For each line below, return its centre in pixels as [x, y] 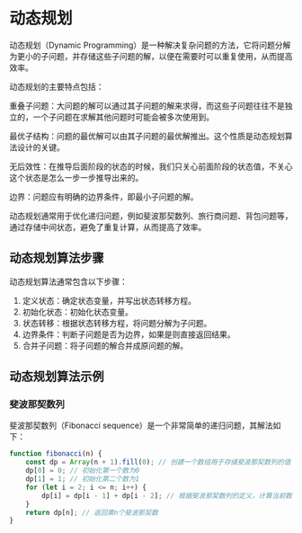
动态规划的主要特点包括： [57, 86]
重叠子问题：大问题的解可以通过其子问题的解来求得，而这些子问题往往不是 [147, 105]
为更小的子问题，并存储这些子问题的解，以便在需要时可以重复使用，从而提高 [151, 56]
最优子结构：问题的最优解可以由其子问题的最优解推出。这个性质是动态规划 [147, 136]
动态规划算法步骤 [57, 258]
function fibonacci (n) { [56, 454]
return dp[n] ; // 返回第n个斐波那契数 [92, 512]
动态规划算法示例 [57, 377]
